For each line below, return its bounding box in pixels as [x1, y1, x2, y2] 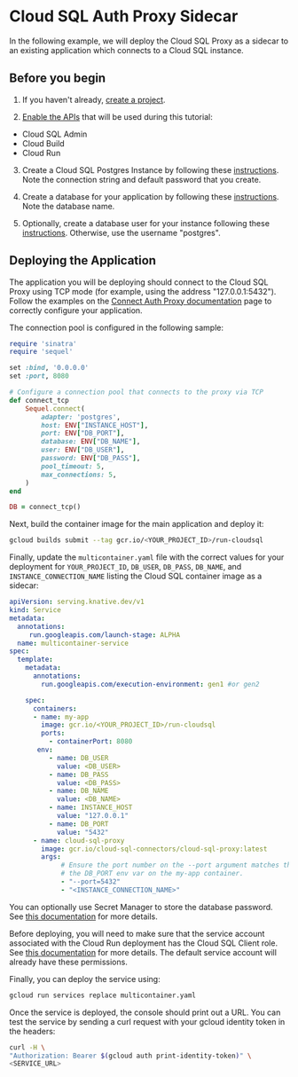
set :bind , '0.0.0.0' [9, 364, 90, 373]
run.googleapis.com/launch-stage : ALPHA [28, 630, 180, 640]
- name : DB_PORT [48, 819, 109, 829]
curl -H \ [9, 1042, 46, 1052]
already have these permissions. [9, 956, 129, 967]
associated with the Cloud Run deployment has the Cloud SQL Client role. [9, 938, 278, 948]
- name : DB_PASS [48, 770, 109, 779]
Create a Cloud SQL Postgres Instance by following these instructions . [21, 164, 279, 175]
